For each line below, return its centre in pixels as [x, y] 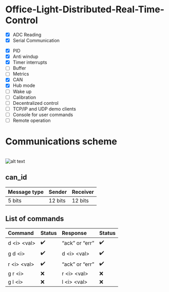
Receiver [83, 192]
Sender [58, 192]
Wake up [22, 92]
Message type [26, 192]
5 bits [15, 200]
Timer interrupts [30, 62]
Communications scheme [61, 142]
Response [74, 233]
